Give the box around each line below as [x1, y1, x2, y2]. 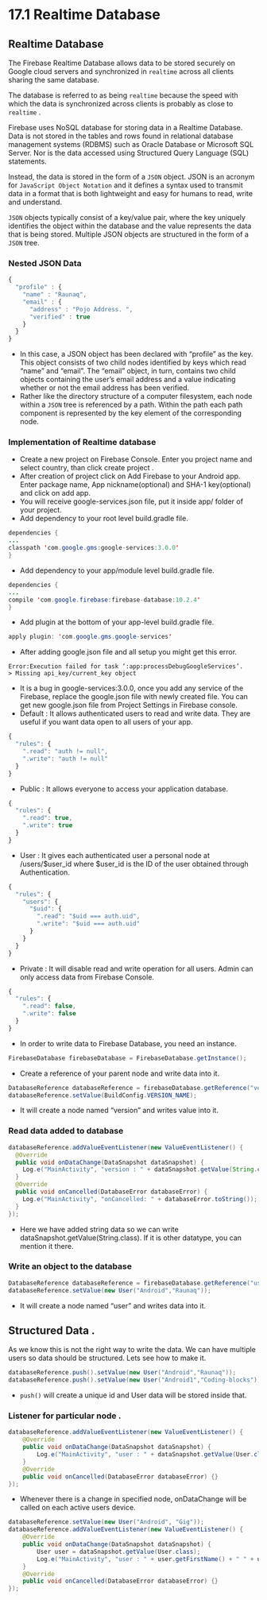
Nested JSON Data [8, 257, 82, 269]
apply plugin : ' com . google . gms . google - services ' [8, 633, 172, 641]
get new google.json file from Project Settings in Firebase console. [19, 701, 238, 710]
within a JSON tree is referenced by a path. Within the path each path [19, 400, 243, 410]
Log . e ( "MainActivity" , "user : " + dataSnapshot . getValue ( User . [37, 1451, 254, 1459]
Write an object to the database [8, 1261, 133, 1272]
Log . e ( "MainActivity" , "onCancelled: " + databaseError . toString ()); [22, 1195, 258, 1203]
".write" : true [22, 821, 73, 829]
